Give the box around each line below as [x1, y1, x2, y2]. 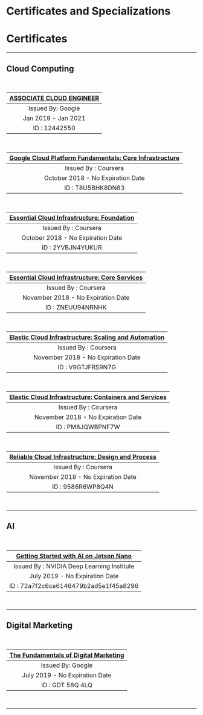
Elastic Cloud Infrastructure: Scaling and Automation [9, 333, 165, 341]
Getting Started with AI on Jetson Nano [16, 552, 132, 560]
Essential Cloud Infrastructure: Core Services [9, 273, 143, 282]
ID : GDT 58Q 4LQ [41, 680, 92, 689]
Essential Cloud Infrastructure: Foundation [9, 213, 135, 222]
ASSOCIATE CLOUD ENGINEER [9, 94, 100, 102]
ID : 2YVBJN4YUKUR [42, 243, 102, 252]
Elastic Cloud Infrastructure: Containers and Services [9, 392, 167, 401]
